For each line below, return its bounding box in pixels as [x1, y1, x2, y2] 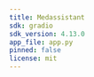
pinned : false [9, 46, 62, 55]
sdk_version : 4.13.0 [9, 29, 86, 38]
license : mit [9, 54, 58, 63]
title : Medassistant [9, 12, 86, 22]
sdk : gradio [9, 21, 53, 30]
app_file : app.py [9, 37, 74, 47]
